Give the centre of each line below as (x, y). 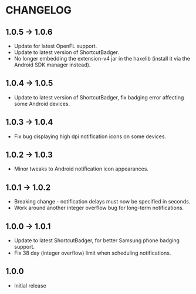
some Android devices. (42, 103)
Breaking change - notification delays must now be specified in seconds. (102, 202)
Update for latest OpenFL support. (55, 46)
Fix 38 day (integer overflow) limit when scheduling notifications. (92, 253)
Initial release (30, 285)
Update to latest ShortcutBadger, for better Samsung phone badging (97, 240)
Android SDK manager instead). (52, 65)
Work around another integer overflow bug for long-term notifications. (99, 208)
